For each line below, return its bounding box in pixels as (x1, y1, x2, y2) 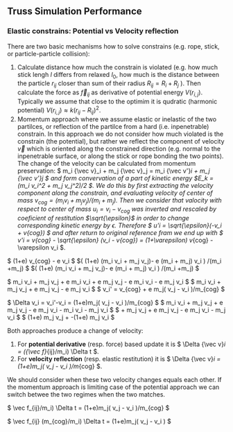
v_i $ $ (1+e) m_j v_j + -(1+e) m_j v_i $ (7, 313, 115, 322)
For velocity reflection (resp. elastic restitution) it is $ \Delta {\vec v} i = (17, 355, 221, 363)
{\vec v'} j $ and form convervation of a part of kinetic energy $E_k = (17, 173, 214, 182)
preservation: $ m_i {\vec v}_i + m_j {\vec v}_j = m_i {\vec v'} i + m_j (17, 166, 210, 175)
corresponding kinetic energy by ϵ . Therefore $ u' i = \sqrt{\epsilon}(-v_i (17, 221, 222, 230)
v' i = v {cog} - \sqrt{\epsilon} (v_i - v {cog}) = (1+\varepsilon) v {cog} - (17, 236, 214, 245)
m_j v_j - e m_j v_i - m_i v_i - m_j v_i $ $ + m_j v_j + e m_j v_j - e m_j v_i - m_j (7, 306, 226, 314)
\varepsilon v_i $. (17, 243, 66, 252)
